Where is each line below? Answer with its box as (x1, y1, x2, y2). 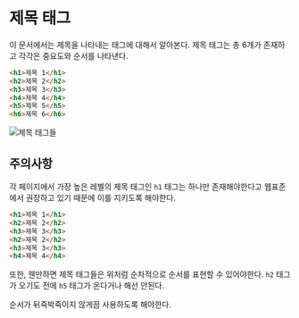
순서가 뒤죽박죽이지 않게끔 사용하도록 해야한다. (9, 299, 172, 310)
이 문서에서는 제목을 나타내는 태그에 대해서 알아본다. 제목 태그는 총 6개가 (9, 39, 262, 50)
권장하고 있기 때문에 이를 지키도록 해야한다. (25, 193, 177, 203)
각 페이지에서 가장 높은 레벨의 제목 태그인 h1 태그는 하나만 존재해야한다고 (9, 181, 262, 192)
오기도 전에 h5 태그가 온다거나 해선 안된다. (18, 280, 165, 291)
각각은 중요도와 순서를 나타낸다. (18, 50, 129, 61)
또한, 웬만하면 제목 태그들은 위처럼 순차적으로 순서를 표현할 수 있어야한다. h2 (9, 269, 274, 280)
